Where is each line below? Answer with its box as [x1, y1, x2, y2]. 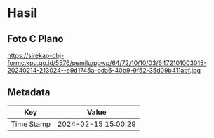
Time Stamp [11, 119, 51, 129]
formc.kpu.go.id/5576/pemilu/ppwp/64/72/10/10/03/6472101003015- [7, 59, 207, 67]
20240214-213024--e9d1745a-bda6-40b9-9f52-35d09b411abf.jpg [7, 67, 201, 74]
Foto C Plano [7, 33, 64, 45]
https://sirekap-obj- [7, 51, 65, 60]
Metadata [7, 86, 51, 99]
